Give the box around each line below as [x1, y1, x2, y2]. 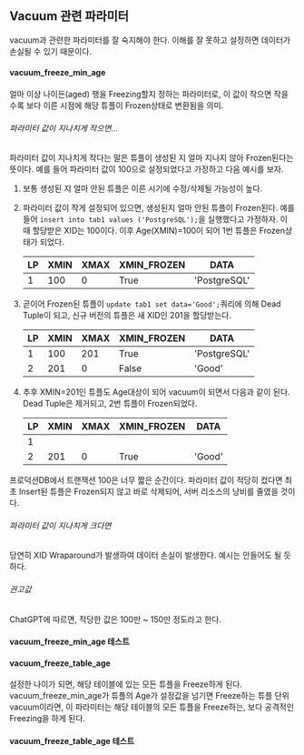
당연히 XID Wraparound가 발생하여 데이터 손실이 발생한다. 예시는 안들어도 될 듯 [9, 549, 292, 561]
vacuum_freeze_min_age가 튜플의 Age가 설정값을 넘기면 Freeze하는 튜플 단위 [9, 690, 290, 701]
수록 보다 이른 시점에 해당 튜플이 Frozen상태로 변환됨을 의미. [9, 100, 224, 111]
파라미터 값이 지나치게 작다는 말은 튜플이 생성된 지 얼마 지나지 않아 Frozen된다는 [9, 153, 294, 164]
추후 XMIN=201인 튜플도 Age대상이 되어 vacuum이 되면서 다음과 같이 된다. [22, 387, 290, 398]
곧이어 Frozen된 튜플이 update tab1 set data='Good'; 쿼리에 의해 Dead [22, 298, 281, 309]
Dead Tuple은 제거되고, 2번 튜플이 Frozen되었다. [22, 398, 198, 409]
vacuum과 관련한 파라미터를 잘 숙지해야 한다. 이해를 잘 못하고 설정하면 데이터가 [9, 35, 291, 45]
